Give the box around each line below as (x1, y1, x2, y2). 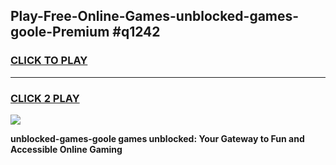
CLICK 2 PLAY (10, 91, 80, 105)
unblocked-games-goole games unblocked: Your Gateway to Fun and (10, 132, 305, 144)
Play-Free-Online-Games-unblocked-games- (10, 8, 300, 25)
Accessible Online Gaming (10, 143, 123, 155)
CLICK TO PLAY (10, 54, 88, 68)
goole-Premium (10, 24, 110, 41)
